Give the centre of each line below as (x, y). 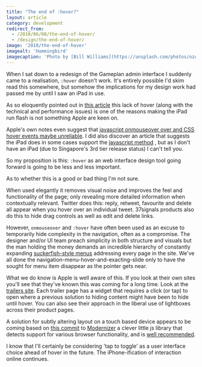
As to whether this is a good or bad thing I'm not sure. (73, 178)
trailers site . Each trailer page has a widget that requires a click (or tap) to (97, 290)
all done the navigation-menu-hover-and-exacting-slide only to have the (96, 260)
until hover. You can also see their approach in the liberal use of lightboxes (99, 303)
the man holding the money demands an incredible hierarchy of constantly (98, 247)
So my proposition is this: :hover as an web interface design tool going (94, 160)
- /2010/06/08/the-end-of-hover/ (54, 34)
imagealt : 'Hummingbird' (37, 51)
